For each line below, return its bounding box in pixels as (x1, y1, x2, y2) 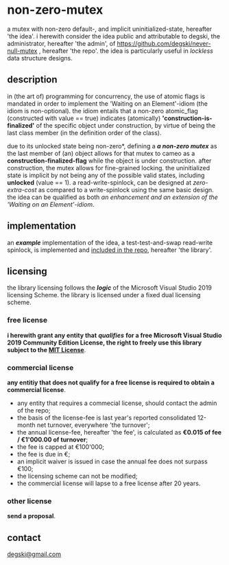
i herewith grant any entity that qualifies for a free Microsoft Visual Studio (7, 331, 222, 339)
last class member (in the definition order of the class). (7, 128, 162, 137)
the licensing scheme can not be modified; (16, 472, 138, 480)
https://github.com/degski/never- (117, 39, 211, 47)
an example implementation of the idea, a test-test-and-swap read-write (7, 238, 213, 246)
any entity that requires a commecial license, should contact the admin (16, 399, 217, 407)
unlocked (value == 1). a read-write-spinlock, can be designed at (7, 178, 192, 187)
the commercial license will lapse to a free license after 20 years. (16, 479, 201, 487)
